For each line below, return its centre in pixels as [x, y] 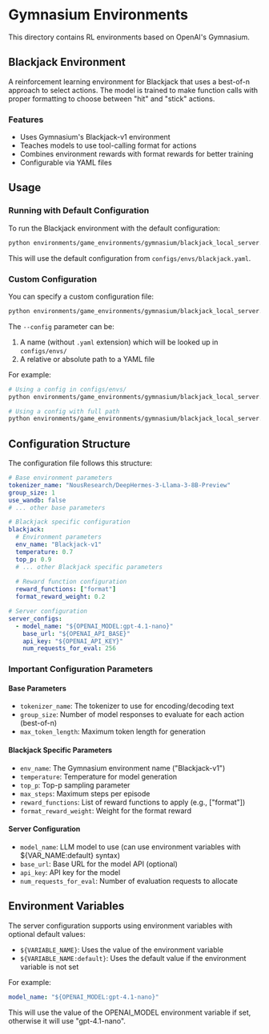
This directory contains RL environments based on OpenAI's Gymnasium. [129, 37]
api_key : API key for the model [70, 872]
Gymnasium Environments [98, 15]
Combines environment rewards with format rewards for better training [137, 154]
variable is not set [49, 967]
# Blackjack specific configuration [69, 522]
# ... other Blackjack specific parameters [89, 567]
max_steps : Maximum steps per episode [85, 793]
